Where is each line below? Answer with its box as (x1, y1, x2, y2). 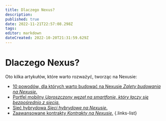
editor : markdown (5, 31, 42, 36)
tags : (5, 26, 17, 31)
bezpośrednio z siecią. (12, 99, 60, 105)
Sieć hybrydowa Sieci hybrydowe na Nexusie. (12, 104, 108, 110)
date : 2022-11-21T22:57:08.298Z (5, 21, 73, 27)
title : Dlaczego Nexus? (5, 7, 55, 13)
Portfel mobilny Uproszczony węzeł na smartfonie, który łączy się (12, 94, 149, 100)
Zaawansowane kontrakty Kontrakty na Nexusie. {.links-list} (12, 110, 137, 116)
